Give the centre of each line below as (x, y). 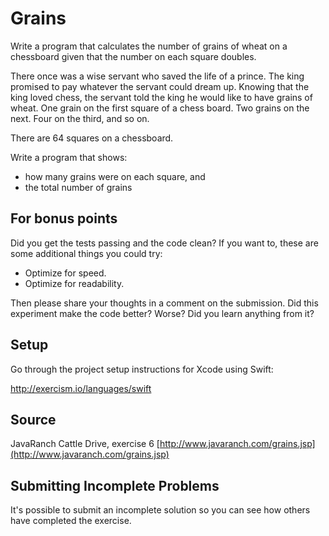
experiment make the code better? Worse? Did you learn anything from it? (162, 313)
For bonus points (64, 218)
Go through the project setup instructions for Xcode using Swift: (142, 369)
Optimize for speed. (65, 273)
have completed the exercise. (71, 521)
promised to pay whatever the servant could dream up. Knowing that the (160, 86)
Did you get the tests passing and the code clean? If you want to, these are (164, 243)
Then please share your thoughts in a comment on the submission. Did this (164, 303)
